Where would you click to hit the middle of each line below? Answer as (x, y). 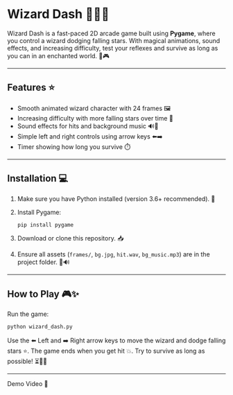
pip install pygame (45, 225)
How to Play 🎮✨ (43, 294)
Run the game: (28, 314)
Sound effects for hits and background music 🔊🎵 (88, 126)
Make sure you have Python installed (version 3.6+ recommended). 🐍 (116, 199)
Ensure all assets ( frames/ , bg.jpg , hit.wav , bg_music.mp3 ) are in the (113, 254)
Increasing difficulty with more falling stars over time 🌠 (95, 118)
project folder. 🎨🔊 (43, 262)
